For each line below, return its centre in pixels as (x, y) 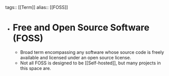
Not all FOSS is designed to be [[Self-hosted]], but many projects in (90, 63)
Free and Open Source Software (81, 28)
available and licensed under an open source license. (76, 57)
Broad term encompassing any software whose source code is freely (92, 52)
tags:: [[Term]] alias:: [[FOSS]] (37, 7)
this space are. (36, 68)
